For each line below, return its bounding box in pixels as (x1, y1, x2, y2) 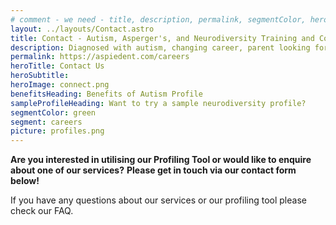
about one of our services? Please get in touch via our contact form (10, 164, 297, 176)
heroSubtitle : (10, 71, 70, 81)
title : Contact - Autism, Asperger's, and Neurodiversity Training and (10, 33, 315, 43)
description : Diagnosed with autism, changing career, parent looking (10, 42, 311, 53)
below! (10, 175, 40, 187)
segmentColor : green (10, 107, 97, 118)
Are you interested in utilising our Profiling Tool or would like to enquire (10, 154, 312, 166)
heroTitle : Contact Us (10, 61, 105, 71)
